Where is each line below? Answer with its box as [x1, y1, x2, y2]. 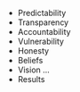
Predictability [17, 8, 67, 18]
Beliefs [17, 55, 44, 65]
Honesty [17, 46, 50, 56]
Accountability [17, 27, 71, 37]
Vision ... [17, 64, 51, 75]
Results [17, 74, 45, 84]
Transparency [17, 17, 69, 28]
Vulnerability [17, 36, 65, 46]
